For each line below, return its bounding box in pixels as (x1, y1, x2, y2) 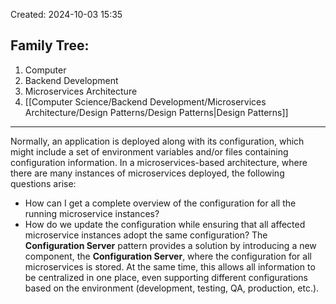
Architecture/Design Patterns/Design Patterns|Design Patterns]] (24, 106, 289, 118)
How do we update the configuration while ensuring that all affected (24, 218, 306, 230)
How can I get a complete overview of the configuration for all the (24, 197, 297, 209)
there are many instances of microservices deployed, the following (10, 167, 285, 179)
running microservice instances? (24, 207, 160, 219)
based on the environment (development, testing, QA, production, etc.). (24, 282, 320, 294)
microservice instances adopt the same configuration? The (24, 229, 268, 241)
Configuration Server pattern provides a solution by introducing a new (24, 239, 317, 251)
